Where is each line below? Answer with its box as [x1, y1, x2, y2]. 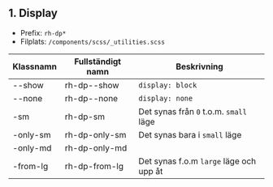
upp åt [138, 165, 163, 176]
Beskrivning [175, 61, 223, 72]
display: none [138, 93, 193, 103]
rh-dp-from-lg [64, 160, 124, 172]
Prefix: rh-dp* [19, 28, 67, 37]
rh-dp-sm [64, 111, 106, 122]
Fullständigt [74, 56, 122, 67]
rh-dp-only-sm [64, 129, 127, 140]
